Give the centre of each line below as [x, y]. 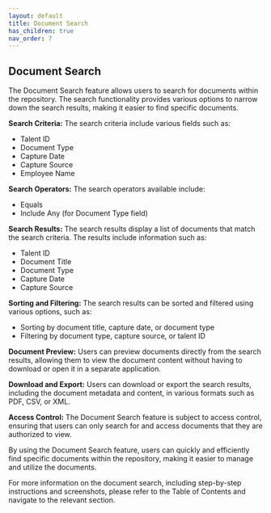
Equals [31, 205]
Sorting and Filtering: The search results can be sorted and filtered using [131, 303]
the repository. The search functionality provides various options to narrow [133, 99]
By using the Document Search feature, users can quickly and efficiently [129, 450]
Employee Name [47, 174]
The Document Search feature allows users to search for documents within [133, 90]
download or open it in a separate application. [85, 369]
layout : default [36, 16]
